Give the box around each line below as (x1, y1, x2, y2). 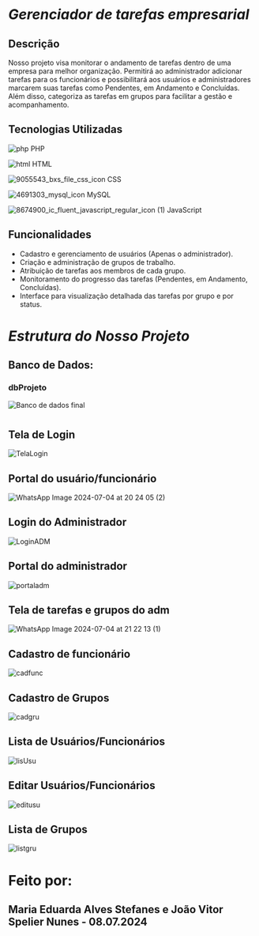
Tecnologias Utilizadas (8, 123, 123, 136)
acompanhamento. (8, 100, 69, 109)
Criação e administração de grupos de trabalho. (19, 257, 176, 266)
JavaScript (167, 205, 202, 214)
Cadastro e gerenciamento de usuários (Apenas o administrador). (19, 249, 234, 259)
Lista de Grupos (8, 823, 88, 836)
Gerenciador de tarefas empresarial (8, 6, 250, 24)
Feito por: (8, 871, 73, 889)
